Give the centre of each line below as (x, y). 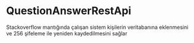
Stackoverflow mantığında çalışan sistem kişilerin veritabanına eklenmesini (97, 27)
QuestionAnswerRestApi (69, 11)
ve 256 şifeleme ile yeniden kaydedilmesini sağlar (67, 33)
